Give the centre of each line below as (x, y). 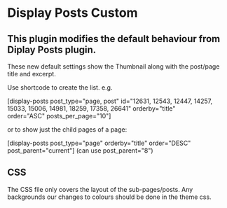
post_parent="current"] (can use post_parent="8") (80, 151)
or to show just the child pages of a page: (67, 130)
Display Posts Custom (73, 13)
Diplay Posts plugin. (52, 49)
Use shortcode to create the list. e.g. (60, 88)
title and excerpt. (32, 74)
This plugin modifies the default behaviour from (114, 39)
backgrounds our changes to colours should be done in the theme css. (109, 197)
